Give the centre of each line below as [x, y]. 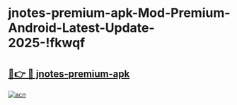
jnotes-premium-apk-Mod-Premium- [119, 13]
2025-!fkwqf [47, 43]
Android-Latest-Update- [81, 28]
